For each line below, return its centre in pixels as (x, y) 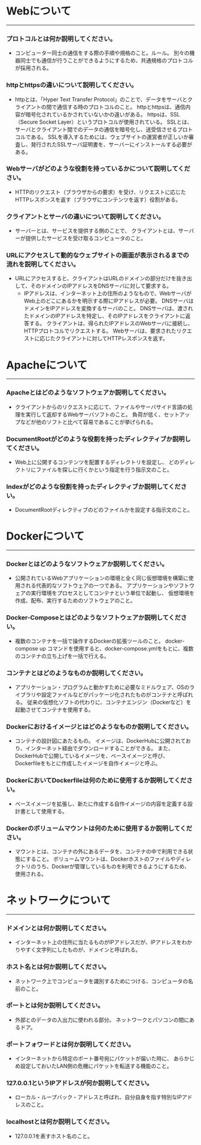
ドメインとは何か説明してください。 (58, 928)
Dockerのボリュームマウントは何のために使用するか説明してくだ (99, 828)
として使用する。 (46, 811)
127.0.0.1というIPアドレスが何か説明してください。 (80, 1083)
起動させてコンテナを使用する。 (54, 710)
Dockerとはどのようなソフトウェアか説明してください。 (87, 564)
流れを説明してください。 (43, 265)
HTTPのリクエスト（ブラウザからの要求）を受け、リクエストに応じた (100, 192)
